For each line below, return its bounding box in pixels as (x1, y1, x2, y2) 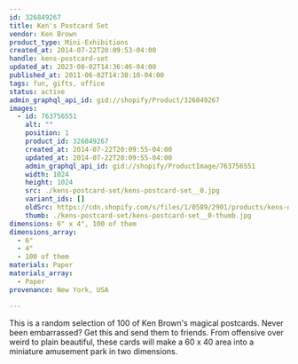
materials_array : (9, 269, 74, 278)
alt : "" (25, 121, 53, 130)
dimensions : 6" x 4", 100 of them (9, 219, 137, 228)
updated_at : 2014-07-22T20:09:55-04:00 (25, 153, 173, 162)
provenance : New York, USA (9, 285, 109, 294)
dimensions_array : (9, 227, 77, 236)
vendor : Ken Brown (9, 29, 77, 38)
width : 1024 (25, 170, 69, 178)
